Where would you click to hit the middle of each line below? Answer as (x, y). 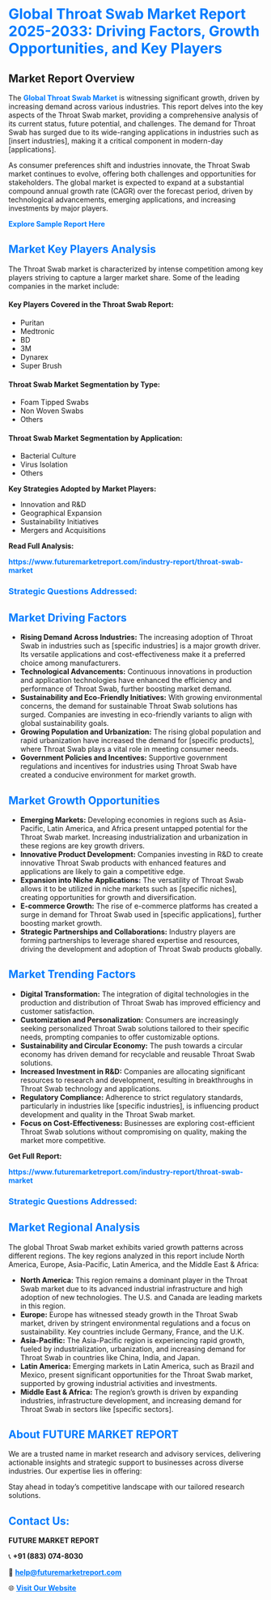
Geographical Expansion (61, 513)
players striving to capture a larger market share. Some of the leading (124, 277)
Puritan (32, 323)
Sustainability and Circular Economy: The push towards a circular (131, 1045)
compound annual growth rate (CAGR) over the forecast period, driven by (131, 191)
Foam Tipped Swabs (54, 403)
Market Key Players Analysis (82, 249)
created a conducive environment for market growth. (108, 775)
